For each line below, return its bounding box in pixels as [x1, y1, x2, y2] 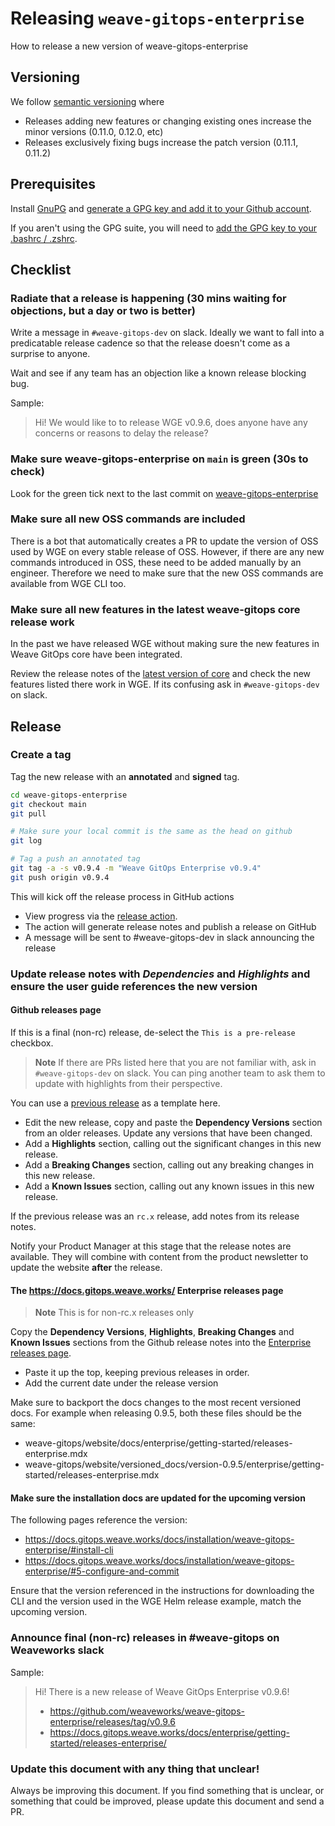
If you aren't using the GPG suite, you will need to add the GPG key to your [10, 222, 318, 234]
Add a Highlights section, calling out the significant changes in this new [24, 1137, 322, 1149]
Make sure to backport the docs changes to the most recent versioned [10, 1397, 302, 1409]
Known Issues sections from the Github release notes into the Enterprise [10, 1337, 312, 1349]
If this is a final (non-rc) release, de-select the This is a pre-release [10, 1026, 296, 1038]
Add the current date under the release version [24, 1377, 219, 1389]
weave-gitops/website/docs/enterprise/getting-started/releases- [24, 1437, 293, 1449]
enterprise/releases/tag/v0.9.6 [49, 1715, 176, 1727]
